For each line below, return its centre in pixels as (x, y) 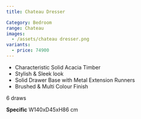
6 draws (16, 98)
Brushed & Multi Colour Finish (51, 86)
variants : (19, 45)
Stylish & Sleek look (39, 74)
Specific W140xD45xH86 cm (42, 109)
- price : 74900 (30, 51)
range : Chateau (25, 28)
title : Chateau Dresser (36, 12)
